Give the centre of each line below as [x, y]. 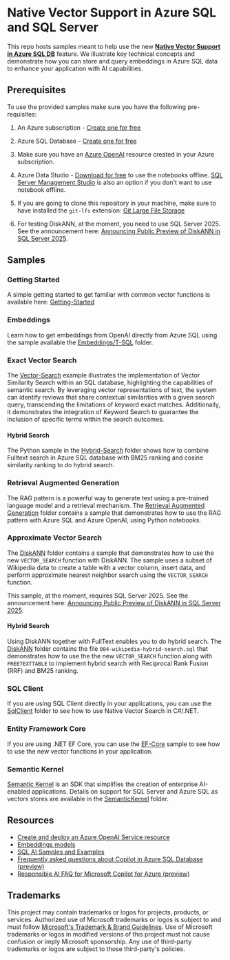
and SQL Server [53, 27]
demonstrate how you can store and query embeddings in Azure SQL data [113, 61]
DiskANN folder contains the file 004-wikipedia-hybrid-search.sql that [108, 649]
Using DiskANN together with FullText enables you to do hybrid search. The [114, 641]
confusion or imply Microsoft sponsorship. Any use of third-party [100, 941]
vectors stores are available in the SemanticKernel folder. [88, 799]
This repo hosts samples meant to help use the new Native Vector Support [114, 46]
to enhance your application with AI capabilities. [75, 68]
